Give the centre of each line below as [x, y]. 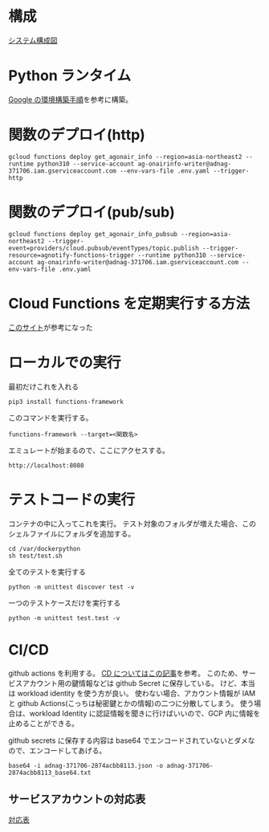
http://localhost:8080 [46, 465]
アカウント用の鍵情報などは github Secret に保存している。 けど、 [132, 683]
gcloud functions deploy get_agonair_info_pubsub [93, 234]
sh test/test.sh [35, 556]
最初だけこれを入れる [43, 386]
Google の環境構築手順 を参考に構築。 [71, 99]
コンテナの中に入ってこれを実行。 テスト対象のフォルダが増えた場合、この [132, 524]
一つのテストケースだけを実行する [65, 602]
